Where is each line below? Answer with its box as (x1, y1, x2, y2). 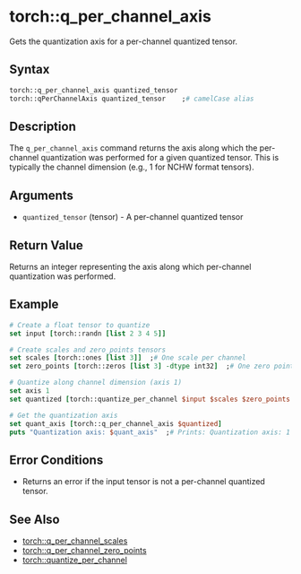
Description (9, 118, 76, 134)
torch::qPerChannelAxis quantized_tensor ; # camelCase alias (9, 94, 254, 103)
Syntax (9, 62, 50, 77)
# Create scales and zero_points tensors (9, 345, 167, 354)
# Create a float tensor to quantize (9, 320, 150, 329)
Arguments (9, 187, 74, 203)
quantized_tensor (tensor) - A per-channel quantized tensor (21, 212, 244, 222)
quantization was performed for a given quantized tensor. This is (40, 152, 279, 163)
